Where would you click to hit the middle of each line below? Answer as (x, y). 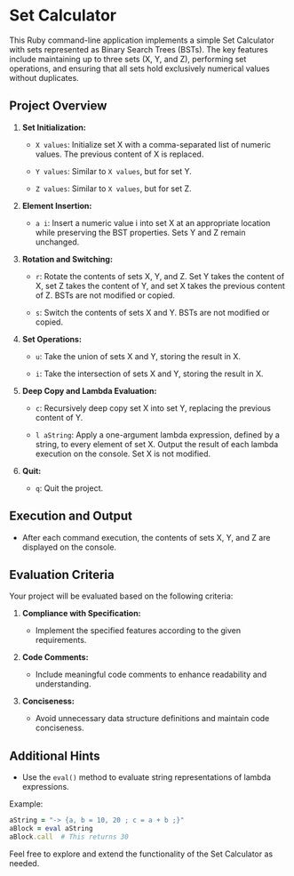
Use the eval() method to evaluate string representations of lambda (147, 777)
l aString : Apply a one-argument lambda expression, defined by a (157, 434)
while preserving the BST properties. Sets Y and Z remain (140, 232)
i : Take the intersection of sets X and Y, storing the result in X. (149, 374)
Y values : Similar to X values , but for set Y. (114, 171)
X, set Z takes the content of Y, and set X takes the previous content (160, 285)
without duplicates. (44, 77)
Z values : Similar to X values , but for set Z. (114, 189)
